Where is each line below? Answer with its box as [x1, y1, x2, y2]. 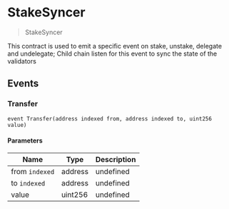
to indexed [11, 178, 46, 188]
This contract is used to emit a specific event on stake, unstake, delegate [7, 41, 223, 50]
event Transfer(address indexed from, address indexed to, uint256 [7, 115, 213, 122]
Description [95, 154, 136, 164]
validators [7, 56, 37, 65]
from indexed [11, 166, 55, 176]
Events [7, 78, 39, 90]
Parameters [7, 136, 43, 145]
